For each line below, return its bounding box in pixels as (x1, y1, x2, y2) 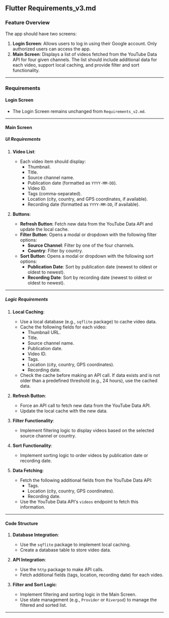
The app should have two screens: (5, 30, 77, 37)
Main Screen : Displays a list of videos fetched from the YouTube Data (12, 51, 157, 57)
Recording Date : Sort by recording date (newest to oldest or (27, 274, 152, 280)
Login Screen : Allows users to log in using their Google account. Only (12, 40, 157, 46)
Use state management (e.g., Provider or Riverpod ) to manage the (20, 596, 157, 602)
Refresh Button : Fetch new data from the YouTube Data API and (20, 221, 153, 227)
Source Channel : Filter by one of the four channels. (27, 242, 135, 249)
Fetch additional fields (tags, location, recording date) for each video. (20, 572, 163, 578)
